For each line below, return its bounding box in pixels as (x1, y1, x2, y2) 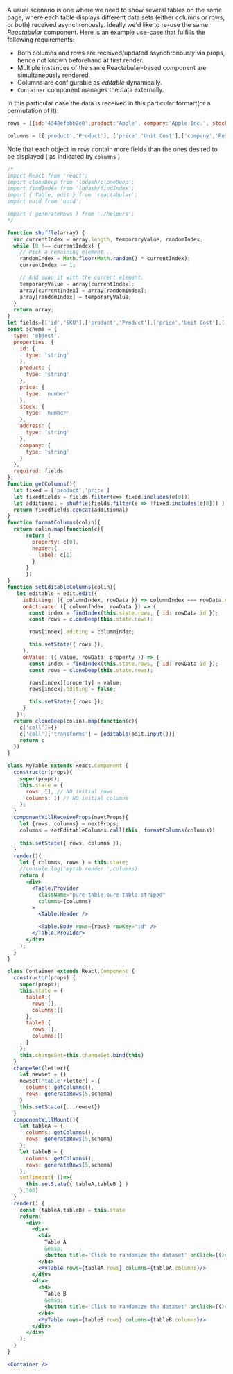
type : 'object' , (13, 332, 60, 339)
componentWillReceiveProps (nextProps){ (13, 814, 129, 821)
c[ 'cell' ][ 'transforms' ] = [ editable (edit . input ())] (19, 730, 175, 737)
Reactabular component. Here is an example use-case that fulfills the (7, 28, 206, 36)
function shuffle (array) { (7, 229, 85, 237)
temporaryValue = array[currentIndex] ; (19, 280, 135, 287)
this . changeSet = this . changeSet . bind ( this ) (19, 1051, 144, 1058)
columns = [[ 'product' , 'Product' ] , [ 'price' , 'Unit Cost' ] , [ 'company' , (7, 132, 216, 139)
